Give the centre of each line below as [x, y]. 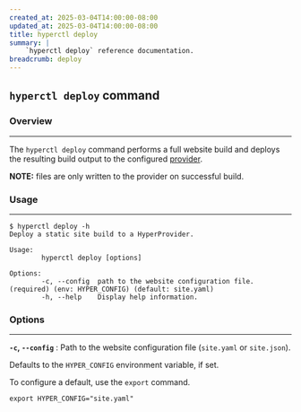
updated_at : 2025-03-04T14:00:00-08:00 [84, 26]
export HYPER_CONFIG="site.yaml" [72, 399]
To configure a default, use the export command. [100, 382]
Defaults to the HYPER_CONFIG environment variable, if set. [114, 365]
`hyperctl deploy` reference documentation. [110, 51]
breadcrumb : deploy [46, 59]
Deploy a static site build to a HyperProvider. [102, 234]
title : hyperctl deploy [54, 34]
